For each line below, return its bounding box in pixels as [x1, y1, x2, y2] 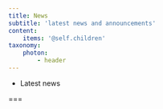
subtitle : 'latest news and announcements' [8, 19, 157, 27]
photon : [22, 49, 48, 57]
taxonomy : [8, 42, 42, 50]
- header [37, 57, 67, 65]
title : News [8, 11, 48, 20]
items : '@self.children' [22, 34, 106, 42]
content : [8, 26, 38, 34]
